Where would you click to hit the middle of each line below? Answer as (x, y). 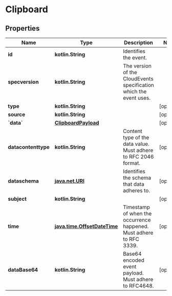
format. (132, 163)
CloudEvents (138, 79)
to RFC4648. (138, 286)
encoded (134, 260)
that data (133, 184)
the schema (137, 178)
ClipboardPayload (77, 123)
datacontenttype (29, 147)
